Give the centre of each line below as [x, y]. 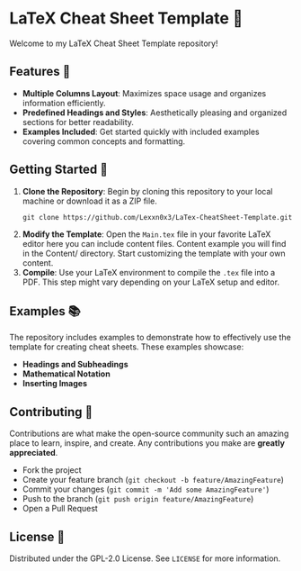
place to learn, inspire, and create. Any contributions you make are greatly [147, 443]
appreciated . [34, 453]
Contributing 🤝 [51, 412]
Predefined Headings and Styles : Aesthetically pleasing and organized [155, 113]
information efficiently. [64, 103]
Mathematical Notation [66, 374]
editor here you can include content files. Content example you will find [154, 243]
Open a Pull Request [60, 509]
